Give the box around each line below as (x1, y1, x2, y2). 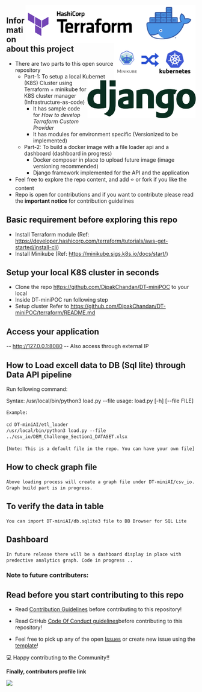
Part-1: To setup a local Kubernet (23, 72, 105, 80)
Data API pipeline (6, 369, 72, 379)
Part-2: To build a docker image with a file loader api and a (23, 143, 170, 150)
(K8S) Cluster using (23, 79, 73, 86)
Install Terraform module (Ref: (14, 230, 90, 238)
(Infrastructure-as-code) (23, 98, 85, 106)
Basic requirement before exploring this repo (6, 215, 178, 225)
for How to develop (32, 111, 81, 118)
